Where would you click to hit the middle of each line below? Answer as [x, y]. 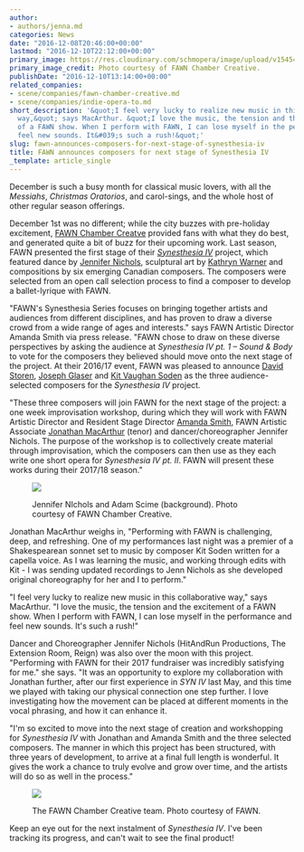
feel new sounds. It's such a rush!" [74, 626]
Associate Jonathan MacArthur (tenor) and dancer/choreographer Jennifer [149, 431]
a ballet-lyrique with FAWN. [60, 290]
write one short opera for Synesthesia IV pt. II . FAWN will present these [142, 460]
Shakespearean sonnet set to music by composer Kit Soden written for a [145, 550]
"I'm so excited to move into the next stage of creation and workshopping [146, 728]
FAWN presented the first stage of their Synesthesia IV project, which [139, 252]
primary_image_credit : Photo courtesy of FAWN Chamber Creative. [135, 69]
